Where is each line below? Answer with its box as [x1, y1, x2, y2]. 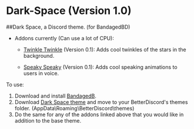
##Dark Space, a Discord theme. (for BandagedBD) [6, 23, 131, 30]
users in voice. [23, 69, 59, 76]
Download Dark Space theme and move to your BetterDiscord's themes [14, 98, 188, 106]
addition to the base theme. [14, 117, 82, 124]
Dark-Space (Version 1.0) [6, 4, 132, 18]
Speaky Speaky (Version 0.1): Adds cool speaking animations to [23, 63, 178, 71]
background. [23, 52, 55, 59]
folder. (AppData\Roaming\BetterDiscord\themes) [14, 104, 135, 111]
